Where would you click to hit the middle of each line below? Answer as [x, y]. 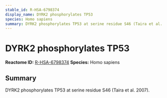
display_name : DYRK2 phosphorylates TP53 [49, 14]
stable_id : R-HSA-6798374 [32, 10]
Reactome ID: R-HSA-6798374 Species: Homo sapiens [63, 62]
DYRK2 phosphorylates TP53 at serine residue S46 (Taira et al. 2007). [77, 90]
